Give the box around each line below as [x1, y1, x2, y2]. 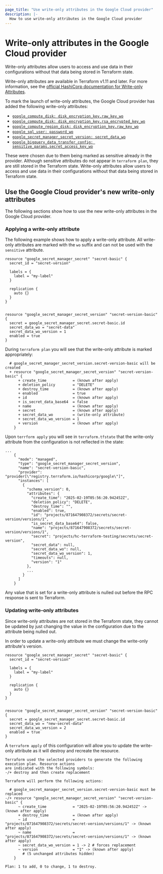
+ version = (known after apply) [18, 421, 119, 426]
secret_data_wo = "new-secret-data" [9, 721, 84, 726]
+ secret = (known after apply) [18, 408, 119, 413]
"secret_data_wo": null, [31, 547, 82, 552]
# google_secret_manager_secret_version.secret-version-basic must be [9, 787, 156, 792]
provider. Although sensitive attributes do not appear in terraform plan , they [5, 158, 159, 164]
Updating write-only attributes [5, 607, 79, 614]
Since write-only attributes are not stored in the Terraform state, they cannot [5, 618, 159, 624]
